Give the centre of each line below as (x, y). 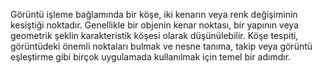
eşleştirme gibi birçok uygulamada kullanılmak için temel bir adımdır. (151, 57)
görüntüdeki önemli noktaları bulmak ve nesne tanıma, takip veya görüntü (161, 46)
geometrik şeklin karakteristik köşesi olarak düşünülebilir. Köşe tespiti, (154, 35)
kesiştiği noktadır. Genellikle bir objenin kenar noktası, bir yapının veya (155, 25)
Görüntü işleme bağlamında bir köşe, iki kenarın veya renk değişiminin (154, 14)
